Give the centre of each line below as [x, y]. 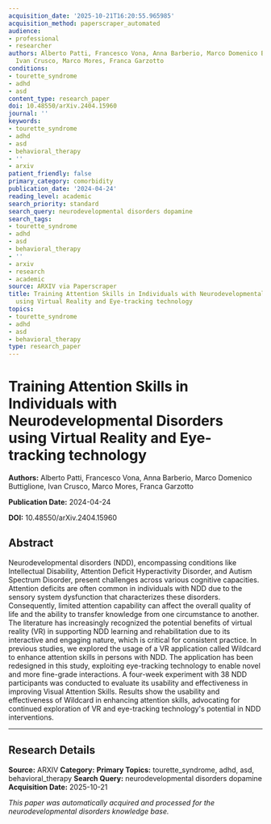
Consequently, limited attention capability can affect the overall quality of [130, 605]
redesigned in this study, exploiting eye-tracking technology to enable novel [134, 666]
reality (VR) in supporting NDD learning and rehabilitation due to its [119, 631]
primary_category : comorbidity [61, 182]
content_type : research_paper [59, 99]
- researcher [30, 46]
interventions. [31, 717]
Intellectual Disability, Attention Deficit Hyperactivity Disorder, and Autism [130, 571]
